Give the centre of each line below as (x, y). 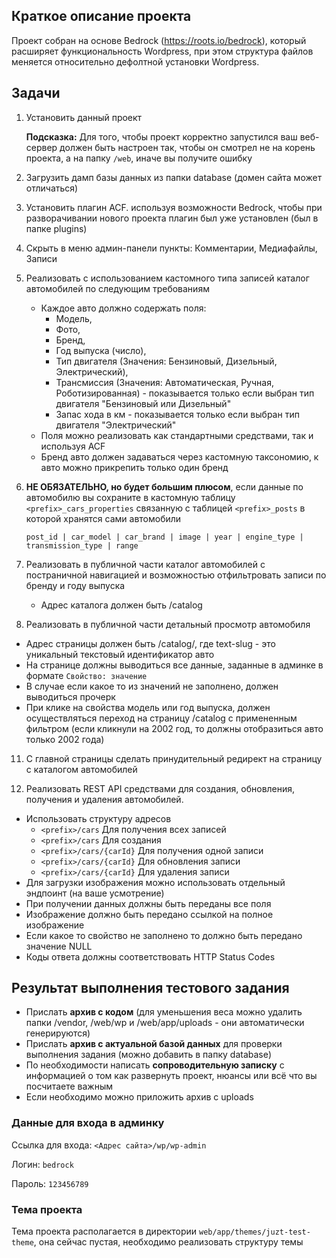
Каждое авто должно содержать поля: (123, 308)
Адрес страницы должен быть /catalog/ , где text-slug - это (150, 643)
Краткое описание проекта (101, 16)
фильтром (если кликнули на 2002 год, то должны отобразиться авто (174, 728)
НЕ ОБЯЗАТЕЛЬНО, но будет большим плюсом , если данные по (164, 486)
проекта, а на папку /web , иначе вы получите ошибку (139, 158)
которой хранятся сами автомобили (103, 518)
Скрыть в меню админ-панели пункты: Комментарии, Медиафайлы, (171, 248)
